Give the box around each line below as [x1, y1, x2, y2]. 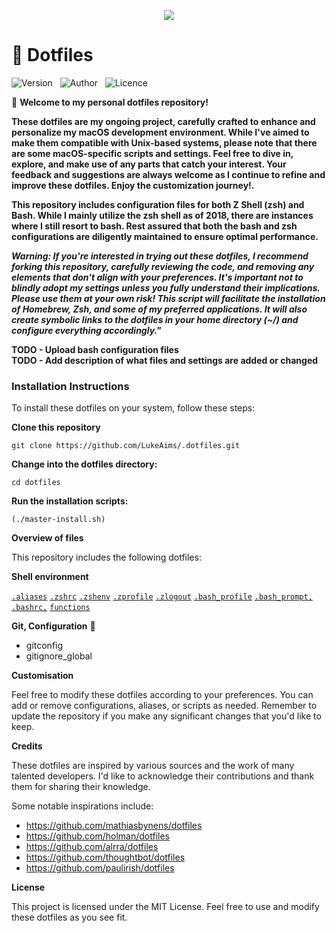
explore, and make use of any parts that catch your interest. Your [11, 158, 287, 170]
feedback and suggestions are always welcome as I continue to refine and [11, 168, 326, 180]
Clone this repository [11, 421, 101, 434]
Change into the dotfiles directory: [11, 458, 158, 470]
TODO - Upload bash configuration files [11, 343, 179, 355]
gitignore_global [25, 650, 93, 662]
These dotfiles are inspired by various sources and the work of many [11, 760, 295, 772]
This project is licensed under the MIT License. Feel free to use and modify [11, 901, 320, 913]
